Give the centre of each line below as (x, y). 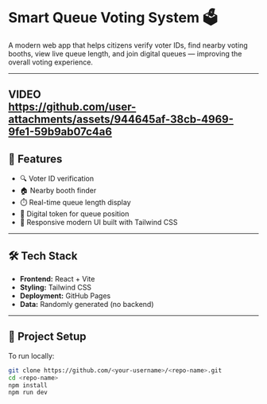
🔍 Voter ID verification (56, 179)
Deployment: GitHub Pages (65, 295)
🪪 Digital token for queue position (74, 214)
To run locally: (31, 355)
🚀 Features (35, 159)
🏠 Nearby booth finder (58, 191)
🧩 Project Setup (47, 337)
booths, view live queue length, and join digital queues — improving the (125, 53)
